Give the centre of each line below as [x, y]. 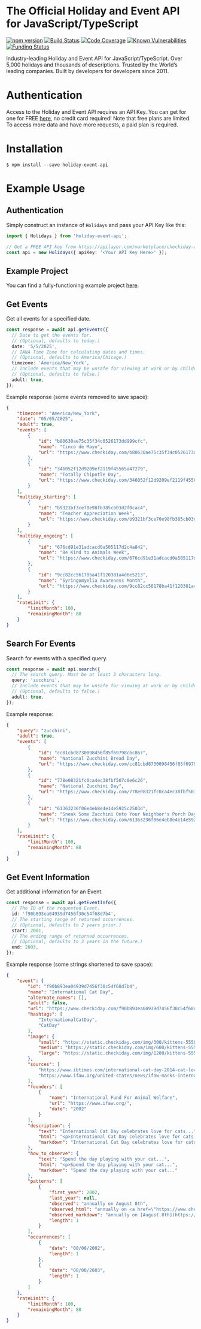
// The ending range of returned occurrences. [71, 936]
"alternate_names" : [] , [57, 998]
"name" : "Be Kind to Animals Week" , [84, 552]
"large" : [49, 1053]
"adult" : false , [48, 1003]
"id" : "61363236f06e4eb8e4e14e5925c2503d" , [93, 808]
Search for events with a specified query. [57, 658]
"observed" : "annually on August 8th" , [98, 1203]
